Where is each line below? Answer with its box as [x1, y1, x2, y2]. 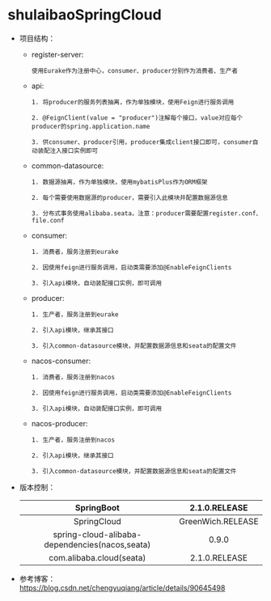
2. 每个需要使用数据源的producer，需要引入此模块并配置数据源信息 [31, 193, 228, 201]
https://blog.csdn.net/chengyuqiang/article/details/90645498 [19, 582, 226, 592]
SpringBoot [74, 502, 121, 513]
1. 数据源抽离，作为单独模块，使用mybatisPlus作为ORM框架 [31, 178, 208, 186]
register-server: [31, 49, 84, 59]
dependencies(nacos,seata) [44, 539, 151, 550]
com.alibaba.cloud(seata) [49, 552, 146, 563]
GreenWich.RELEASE [178, 515, 259, 527]
